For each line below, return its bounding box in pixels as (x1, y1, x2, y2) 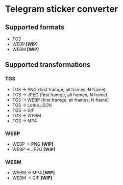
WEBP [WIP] (12, 41, 38, 47)
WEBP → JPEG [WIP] (12, 146, 55, 152)
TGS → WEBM (12, 112, 42, 118)
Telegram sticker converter (5, 3, 119, 15)
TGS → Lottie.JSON (12, 102, 52, 108)
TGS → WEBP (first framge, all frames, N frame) (12, 97, 109, 103)
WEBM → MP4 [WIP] (12, 170, 55, 176)
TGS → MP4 (12, 118, 37, 124)
